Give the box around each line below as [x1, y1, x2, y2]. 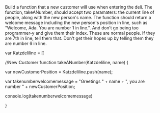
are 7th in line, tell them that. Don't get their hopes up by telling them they [5, 35, 154, 41]
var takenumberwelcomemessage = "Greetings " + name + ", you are [5, 78, 145, 84]
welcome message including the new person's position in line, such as [5, 20, 148, 25]
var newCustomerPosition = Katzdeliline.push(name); [5, 69, 113, 75]
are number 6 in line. [5, 41, 47, 46]
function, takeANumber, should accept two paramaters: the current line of [5, 9, 155, 15]
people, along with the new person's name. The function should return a [5, 15, 151, 20]
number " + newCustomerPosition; [5, 84, 75, 90]
